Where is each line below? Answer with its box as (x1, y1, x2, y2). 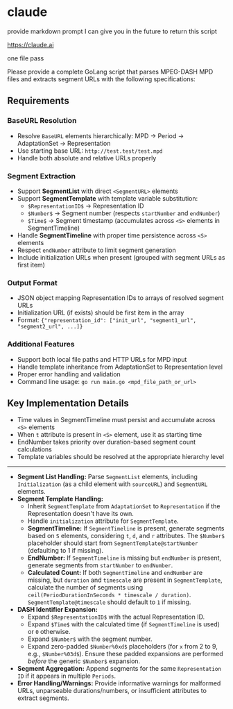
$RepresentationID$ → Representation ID (27, 201, 144, 210)
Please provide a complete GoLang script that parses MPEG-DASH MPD (7, 67, 214, 76)
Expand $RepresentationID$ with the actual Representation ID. (27, 612, 205, 622)
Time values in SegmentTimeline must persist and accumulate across (17, 416, 216, 424)
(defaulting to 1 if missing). (27, 547, 104, 555)
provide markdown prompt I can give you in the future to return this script (7, 27, 217, 35)
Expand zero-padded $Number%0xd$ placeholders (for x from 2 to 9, (27, 642, 218, 651)
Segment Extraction (7, 171, 76, 181)
